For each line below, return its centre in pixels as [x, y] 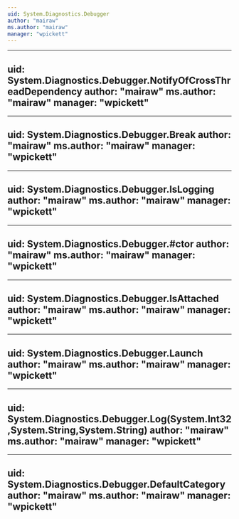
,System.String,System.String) [78, 430]
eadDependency [45, 91]
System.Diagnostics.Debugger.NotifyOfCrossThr [119, 80]
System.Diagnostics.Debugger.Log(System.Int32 [119, 419]
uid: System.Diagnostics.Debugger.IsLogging [111, 189]
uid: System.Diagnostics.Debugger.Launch [105, 353]
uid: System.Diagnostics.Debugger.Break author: [119, 135]
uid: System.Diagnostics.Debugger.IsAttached [113, 298]
